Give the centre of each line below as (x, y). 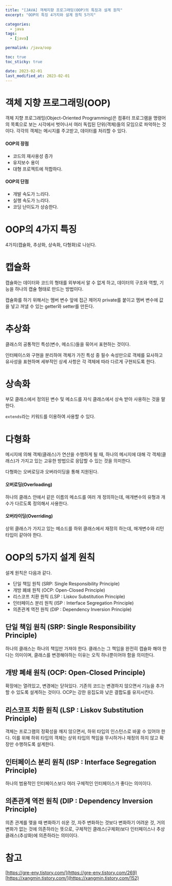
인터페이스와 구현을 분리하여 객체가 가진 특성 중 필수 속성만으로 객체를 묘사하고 (84, 355)
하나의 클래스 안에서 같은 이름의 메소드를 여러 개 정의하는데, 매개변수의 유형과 (83, 497)
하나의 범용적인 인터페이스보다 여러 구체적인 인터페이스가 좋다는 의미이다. (79, 783)
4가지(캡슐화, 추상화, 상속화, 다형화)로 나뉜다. (51, 244)
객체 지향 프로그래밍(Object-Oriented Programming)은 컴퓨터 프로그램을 (79, 118)
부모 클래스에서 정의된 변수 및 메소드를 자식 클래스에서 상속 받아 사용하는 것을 (83, 399)
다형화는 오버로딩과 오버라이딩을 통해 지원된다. (52, 472)
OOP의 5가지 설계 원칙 (50, 557)
